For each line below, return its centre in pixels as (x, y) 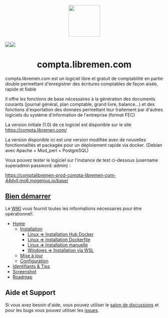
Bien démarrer (28, 196)
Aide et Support (31, 293)
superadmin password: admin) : (38, 165)
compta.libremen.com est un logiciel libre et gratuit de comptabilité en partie (84, 78)
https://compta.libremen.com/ (36, 130)
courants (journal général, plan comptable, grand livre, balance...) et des (80, 104)
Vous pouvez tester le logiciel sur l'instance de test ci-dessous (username (82, 160)
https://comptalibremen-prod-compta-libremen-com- (61, 175)
